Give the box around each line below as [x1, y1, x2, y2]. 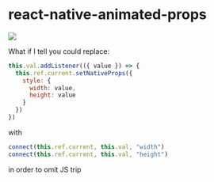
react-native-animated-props [8, 6, 208, 24]
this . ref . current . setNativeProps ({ [15, 69, 133, 77]
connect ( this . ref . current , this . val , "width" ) [8, 142, 165, 151]
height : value [29, 91, 77, 100]
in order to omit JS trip [8, 165, 82, 174]
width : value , [29, 84, 77, 92]
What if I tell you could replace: [8, 46, 109, 56]
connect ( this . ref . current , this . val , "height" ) [8, 150, 169, 158]
